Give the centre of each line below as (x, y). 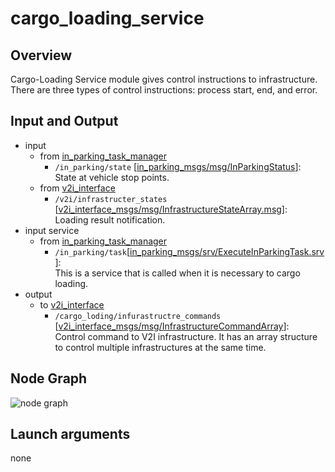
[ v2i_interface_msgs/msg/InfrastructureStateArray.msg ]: (171, 209)
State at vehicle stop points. (112, 177)
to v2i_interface (72, 304)
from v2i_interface (77, 188)
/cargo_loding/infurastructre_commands (138, 316)
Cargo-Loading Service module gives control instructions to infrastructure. (164, 79)
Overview (41, 55)
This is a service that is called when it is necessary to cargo (177, 273)
